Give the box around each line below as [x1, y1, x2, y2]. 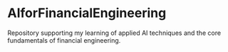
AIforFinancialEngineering [7, 5, 167, 21]
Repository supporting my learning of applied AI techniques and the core [7, 28, 222, 37]
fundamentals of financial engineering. [7, 36, 121, 44]
